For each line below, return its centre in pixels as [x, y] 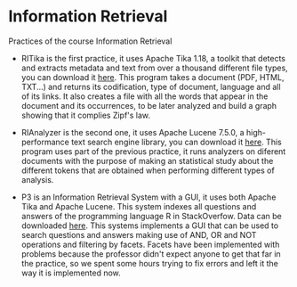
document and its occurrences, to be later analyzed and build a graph [149, 105]
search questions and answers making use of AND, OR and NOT [139, 234]
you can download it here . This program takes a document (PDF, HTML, [153, 77]
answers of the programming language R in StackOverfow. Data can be [151, 216]
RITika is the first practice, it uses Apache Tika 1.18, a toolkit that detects [153, 58]
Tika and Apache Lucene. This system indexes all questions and [139, 206]
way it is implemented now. [71, 273]
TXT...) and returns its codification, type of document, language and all [151, 86]
